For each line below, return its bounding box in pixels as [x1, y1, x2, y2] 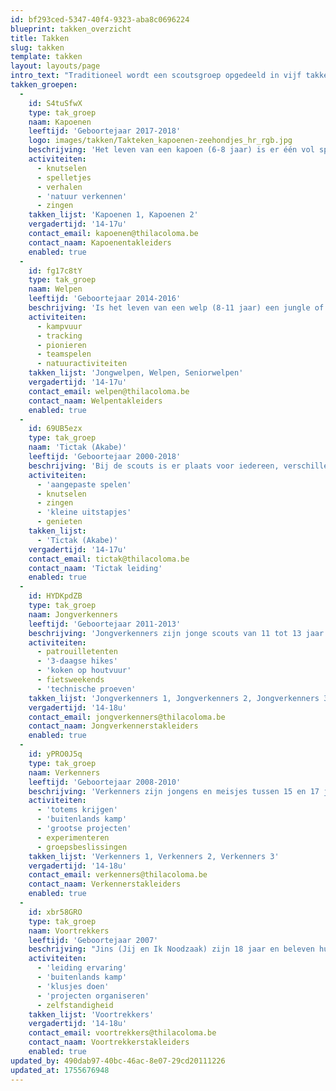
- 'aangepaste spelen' [36, 479, 132, 490]
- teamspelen [36, 349, 92, 360]
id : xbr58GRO [28, 907, 83, 917]
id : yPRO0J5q [28, 749, 83, 759]
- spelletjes [36, 172, 92, 183]
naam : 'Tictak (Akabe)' [28, 442, 128, 453]
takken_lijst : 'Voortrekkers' [28, 1009, 155, 1020]
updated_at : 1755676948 [10, 1065, 110, 1075]
